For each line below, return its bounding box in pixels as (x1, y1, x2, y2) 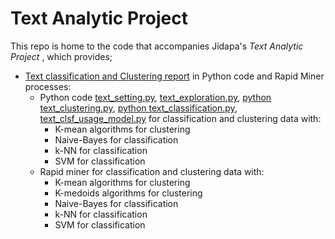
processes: (24, 80, 72, 92)
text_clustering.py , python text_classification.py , (39, 102, 238, 114)
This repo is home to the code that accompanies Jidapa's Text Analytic (10, 40, 304, 52)
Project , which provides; (10, 50, 113, 62)
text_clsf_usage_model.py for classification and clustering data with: (39, 112, 322, 124)
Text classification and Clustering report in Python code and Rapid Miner (24, 70, 325, 82)
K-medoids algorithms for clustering (54, 187, 203, 199)
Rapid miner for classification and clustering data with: (39, 165, 265, 177)
